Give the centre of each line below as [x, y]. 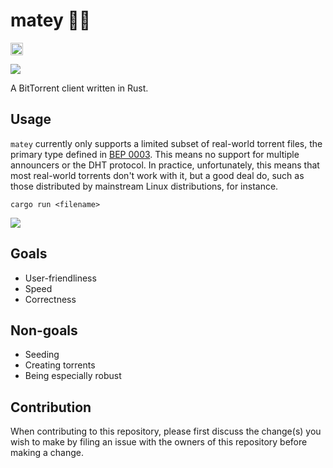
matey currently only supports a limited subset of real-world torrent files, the [166, 143]
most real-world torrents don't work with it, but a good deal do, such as [157, 175]
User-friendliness [60, 278]
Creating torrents [60, 365]
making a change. [47, 453]
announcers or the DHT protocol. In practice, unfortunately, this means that [165, 165]
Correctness [50, 299]
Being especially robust [73, 376]
